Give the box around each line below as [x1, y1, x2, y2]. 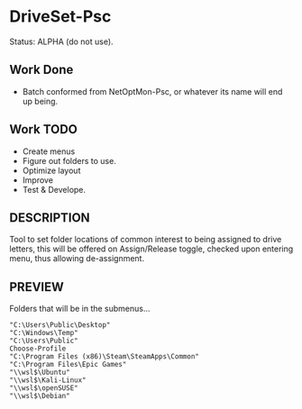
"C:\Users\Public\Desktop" [9, 321, 111, 330]
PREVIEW [9, 279, 65, 295]
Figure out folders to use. [22, 155, 117, 166]
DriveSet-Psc [9, 6, 112, 27]
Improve [22, 174, 54, 186]
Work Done [9, 62, 74, 77]
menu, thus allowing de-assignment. [9, 253, 145, 264]
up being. [22, 95, 59, 106]
